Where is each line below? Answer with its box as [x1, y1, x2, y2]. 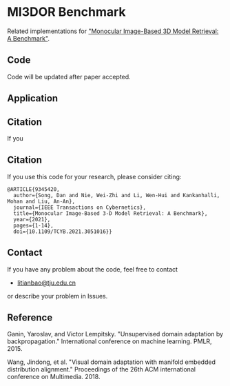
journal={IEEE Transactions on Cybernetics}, [13, 204, 147, 211]
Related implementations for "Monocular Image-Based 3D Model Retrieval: [7, 27, 219, 35]
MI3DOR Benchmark [7, 4, 126, 20]
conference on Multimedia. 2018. [7, 373, 101, 381]
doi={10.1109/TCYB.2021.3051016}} [13, 228, 112, 235]
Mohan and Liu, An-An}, [7, 198, 76, 205]
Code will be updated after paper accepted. [7, 72, 131, 81]
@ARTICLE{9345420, [7, 185, 60, 193]
